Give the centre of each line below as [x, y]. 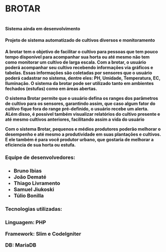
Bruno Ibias [28, 171]
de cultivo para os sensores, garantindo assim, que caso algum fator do [80, 103]
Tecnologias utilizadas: [34, 209]
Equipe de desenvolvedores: [40, 158]
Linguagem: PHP [26, 223]
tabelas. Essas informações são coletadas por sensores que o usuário [79, 73]
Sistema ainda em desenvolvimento [43, 29]
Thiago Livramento [37, 183]
